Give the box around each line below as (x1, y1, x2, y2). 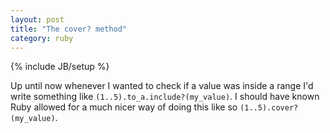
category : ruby (10, 33, 74, 43)
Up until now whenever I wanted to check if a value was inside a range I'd (10, 80, 314, 92)
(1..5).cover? (239, 103, 299, 113)
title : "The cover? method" (10, 24, 128, 34)
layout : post (10, 14, 65, 25)
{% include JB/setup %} (10, 61, 110, 73)
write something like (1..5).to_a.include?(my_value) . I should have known (10, 91, 320, 103)
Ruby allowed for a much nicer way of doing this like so (10, 101, 238, 113)
